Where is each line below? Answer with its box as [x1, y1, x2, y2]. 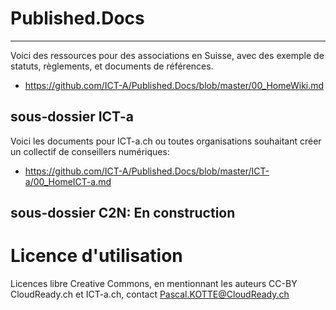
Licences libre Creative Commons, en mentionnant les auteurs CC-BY [10, 278, 298, 290]
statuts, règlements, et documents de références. [10, 60, 214, 72]
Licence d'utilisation [10, 245, 183, 267]
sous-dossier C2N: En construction [10, 205, 236, 222]
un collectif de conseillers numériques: [10, 145, 170, 157]
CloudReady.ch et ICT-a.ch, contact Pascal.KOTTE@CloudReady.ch [10, 288, 290, 301]
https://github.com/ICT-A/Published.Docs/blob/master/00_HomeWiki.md [24, 79, 325, 91]
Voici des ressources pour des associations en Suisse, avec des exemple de [10, 49, 325, 61]
